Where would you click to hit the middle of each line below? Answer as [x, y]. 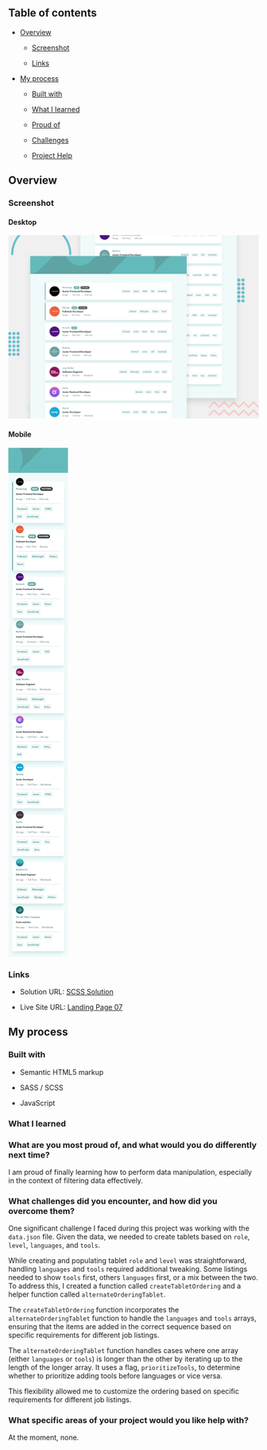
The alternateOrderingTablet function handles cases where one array [124, 1351]
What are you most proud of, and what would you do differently [132, 1145]
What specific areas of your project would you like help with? [128, 1421]
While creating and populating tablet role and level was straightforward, [128, 1261]
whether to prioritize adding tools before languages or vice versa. [115, 1376]
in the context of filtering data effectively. [75, 1181]
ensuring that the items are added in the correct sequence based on [120, 1327]
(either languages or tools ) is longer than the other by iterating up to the [126, 1359]
